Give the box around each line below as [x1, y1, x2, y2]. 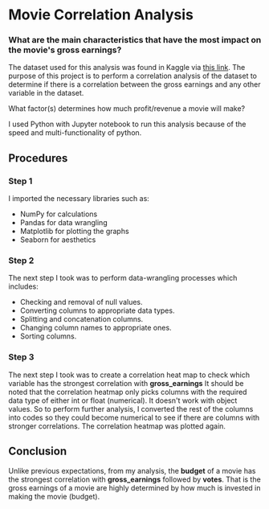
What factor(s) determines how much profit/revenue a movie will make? [8, 104, 246, 113]
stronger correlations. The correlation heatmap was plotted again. [8, 421, 226, 431]
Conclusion [8, 445, 67, 458]
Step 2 [8, 255, 35, 266]
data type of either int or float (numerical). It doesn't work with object [8, 396, 238, 405]
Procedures [8, 151, 68, 165]
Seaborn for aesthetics [19, 235, 96, 244]
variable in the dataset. [8, 88, 84, 98]
